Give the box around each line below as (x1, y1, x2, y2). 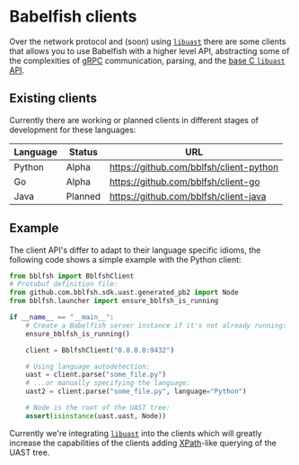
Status (68, 146, 99, 158)
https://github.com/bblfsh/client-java (109, 190, 267, 202)
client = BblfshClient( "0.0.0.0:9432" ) (25, 345, 175, 354)
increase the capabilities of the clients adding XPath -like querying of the (9, 437, 277, 448)
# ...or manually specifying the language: (25, 379, 191, 388)
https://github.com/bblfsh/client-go (109, 175, 260, 188)
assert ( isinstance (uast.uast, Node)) (25, 411, 167, 420)
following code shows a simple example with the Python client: (9, 254, 242, 264)
